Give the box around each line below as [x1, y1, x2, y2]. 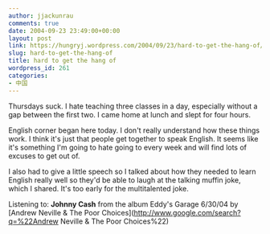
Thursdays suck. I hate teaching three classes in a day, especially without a [8, 101, 258, 111]
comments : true [8, 19, 59, 27]
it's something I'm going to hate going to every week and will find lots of [8, 142, 247, 152]
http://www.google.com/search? [133, 207, 241, 217]
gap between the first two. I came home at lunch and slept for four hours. [8, 109, 252, 119]
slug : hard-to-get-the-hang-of [8, 49, 113, 57]
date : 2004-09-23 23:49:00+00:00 [8, 27, 121, 35]
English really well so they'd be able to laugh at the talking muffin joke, [8, 174, 241, 185]
